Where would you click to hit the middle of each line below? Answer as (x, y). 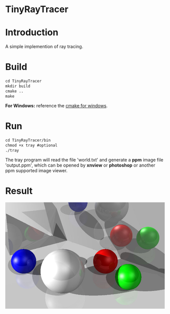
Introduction (32, 33)
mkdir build (18, 86)
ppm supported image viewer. (36, 170)
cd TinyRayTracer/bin (28, 140)
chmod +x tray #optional (31, 145)
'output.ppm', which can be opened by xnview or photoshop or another (80, 165)
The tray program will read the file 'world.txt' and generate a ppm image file (84, 160)
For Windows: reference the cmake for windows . (56, 106)
